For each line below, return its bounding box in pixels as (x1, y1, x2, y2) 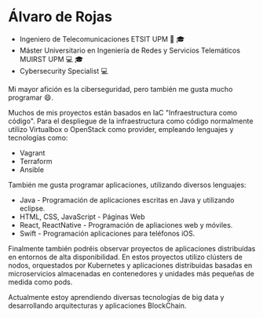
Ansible (19, 165, 45, 174)
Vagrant (19, 148, 46, 157)
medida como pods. (8, 277, 73, 287)
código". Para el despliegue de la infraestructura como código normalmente (8, 116, 254, 126)
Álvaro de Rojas (8, 8, 112, 26)
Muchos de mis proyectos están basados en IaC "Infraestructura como (8, 108, 238, 117)
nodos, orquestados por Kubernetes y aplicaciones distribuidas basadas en (8, 260, 253, 270)
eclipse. (19, 203, 46, 213)
